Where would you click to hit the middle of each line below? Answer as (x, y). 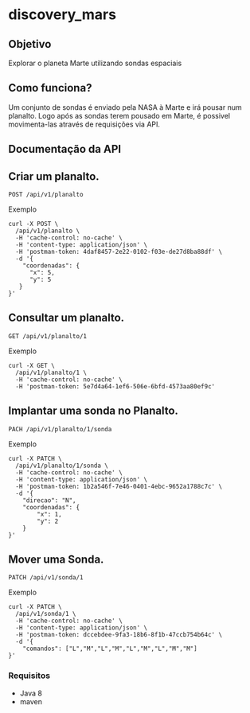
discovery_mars (62, 15)
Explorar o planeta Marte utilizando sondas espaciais (95, 63)
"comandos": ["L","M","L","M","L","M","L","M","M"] (110, 649)
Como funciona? (50, 88)
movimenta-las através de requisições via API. (84, 124)
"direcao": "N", (50, 500)
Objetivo (30, 44)
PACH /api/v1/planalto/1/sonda (60, 429)
